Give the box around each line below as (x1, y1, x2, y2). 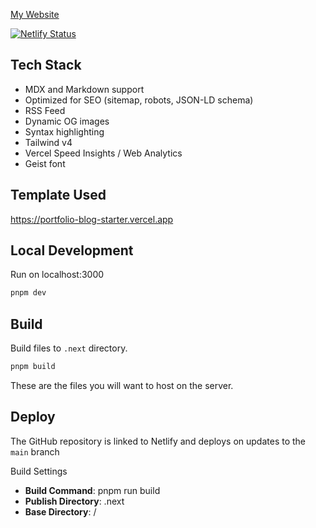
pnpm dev (10, 288, 47, 298)
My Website (10, 9, 60, 20)
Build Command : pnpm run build (24, 484, 161, 496)
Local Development (10, 242, 134, 259)
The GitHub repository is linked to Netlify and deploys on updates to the (10, 435, 307, 447)
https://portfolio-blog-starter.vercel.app (10, 213, 174, 225)
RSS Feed (24, 104, 66, 116)
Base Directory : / (24, 505, 97, 518)
